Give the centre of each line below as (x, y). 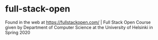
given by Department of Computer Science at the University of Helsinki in (79, 27)
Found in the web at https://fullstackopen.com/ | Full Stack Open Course (78, 22)
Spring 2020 (18, 32)
